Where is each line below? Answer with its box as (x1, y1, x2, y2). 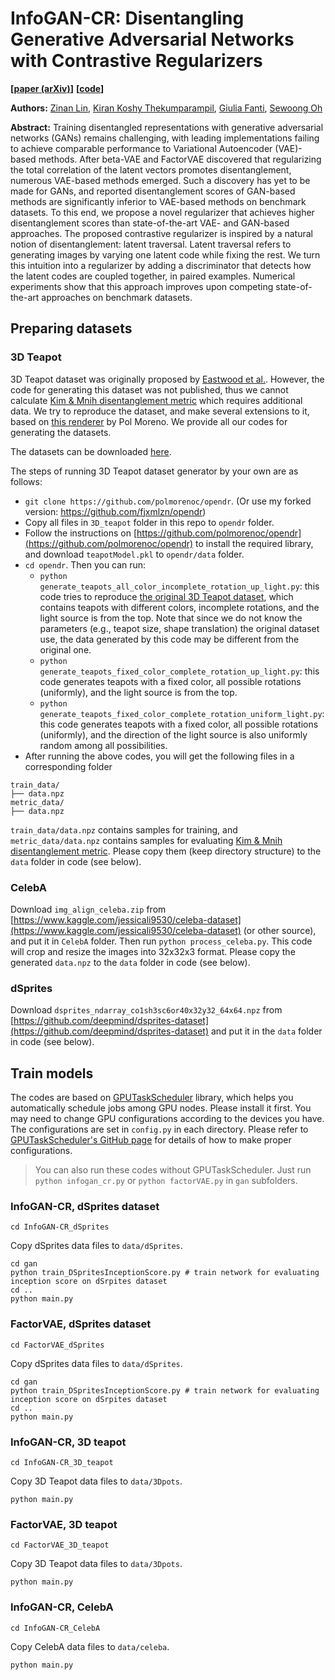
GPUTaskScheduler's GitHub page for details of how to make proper (10, 1134, 292, 1146)
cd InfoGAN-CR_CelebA (10, 1623, 101, 1633)
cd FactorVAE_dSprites (10, 1340, 105, 1350)
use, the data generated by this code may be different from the (39, 633, 300, 645)
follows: (10, 475, 43, 487)
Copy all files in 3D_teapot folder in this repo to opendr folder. (24, 516, 275, 528)
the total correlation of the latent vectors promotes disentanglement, (10, 163, 292, 176)
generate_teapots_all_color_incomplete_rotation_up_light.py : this (39, 580, 320, 592)
